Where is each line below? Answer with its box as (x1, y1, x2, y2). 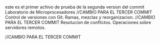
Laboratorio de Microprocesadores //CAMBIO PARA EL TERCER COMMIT (5, 9, 153, 15)
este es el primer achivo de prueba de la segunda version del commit (5, 4, 145, 10)
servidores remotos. (5, 25, 46, 30)
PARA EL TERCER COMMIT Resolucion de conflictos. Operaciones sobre (5, 19, 152, 25)
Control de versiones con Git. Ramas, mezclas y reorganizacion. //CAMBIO (5, 15, 156, 20)
